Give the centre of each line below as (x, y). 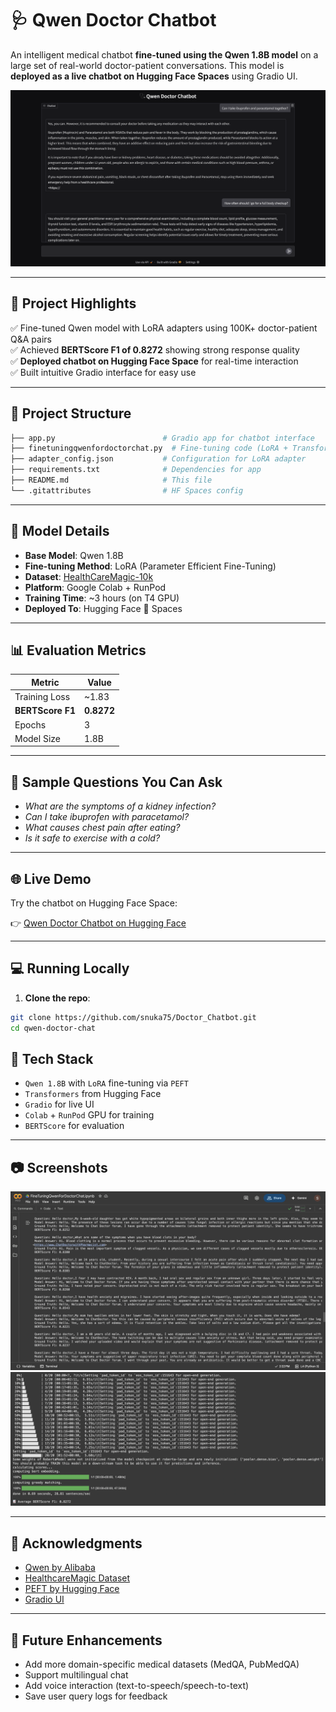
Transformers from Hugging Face (93, 1094)
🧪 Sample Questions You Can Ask (116, 782)
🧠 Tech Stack (52, 1059)
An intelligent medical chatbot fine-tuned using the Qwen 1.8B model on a (164, 54)
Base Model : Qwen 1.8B (74, 555)
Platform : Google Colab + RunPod (95, 587)
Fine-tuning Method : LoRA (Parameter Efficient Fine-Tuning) (150, 566)
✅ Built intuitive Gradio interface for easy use (103, 372)
